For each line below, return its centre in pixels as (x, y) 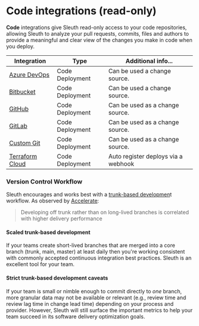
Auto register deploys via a (146, 156)
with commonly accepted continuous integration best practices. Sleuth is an (99, 258)
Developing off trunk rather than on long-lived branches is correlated (105, 213)
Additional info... (149, 61)
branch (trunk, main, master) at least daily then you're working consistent (96, 252)
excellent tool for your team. (41, 264)
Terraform (23, 156)
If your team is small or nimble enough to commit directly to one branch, (94, 291)
